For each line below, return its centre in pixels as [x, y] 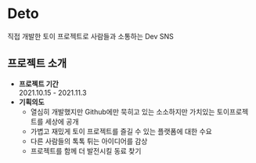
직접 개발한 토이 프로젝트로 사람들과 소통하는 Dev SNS [90, 36]
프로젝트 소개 [37, 63]
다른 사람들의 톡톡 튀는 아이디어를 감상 [89, 141]
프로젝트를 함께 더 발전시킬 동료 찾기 [86, 150]
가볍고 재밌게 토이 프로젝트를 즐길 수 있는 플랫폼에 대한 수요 [121, 131]
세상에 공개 [62, 121]
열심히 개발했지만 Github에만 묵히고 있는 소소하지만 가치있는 [123, 111]
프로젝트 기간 [39, 84]
